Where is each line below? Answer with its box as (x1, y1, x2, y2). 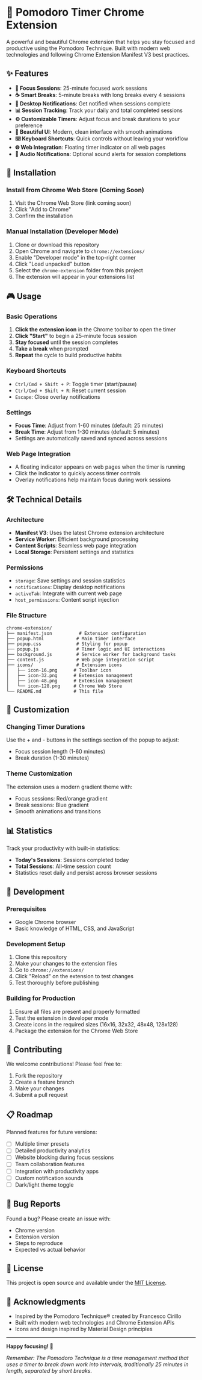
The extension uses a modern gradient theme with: (6, 783, 133, 790)
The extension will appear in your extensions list (14, 273, 135, 280)
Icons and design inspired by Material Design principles (14, 1325, 153, 1333)
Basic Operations (6, 313, 58, 321)
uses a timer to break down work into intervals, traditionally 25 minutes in (6, 1361, 189, 1368)
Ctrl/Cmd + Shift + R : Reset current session (14, 387, 126, 394)
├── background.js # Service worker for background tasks (6, 651, 176, 657)
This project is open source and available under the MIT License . (6, 1279, 167, 1287)
